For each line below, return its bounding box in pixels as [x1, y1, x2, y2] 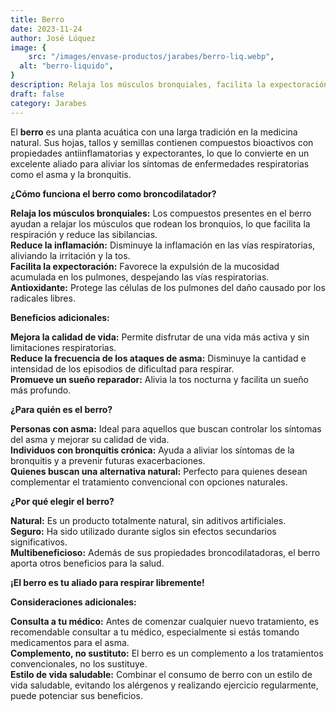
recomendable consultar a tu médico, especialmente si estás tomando [10, 626, 300, 638]
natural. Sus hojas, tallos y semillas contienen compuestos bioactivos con [10, 136, 314, 148]
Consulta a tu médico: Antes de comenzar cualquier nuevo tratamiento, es [10, 615, 320, 627]
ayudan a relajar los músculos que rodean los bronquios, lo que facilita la [10, 217, 311, 230]
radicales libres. [10, 292, 76, 304]
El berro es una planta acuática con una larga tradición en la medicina [10, 126, 298, 138]
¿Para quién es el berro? [10, 403, 113, 415]
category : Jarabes [10, 98, 87, 108]
